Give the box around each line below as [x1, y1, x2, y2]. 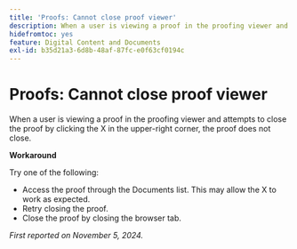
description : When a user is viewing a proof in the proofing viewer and [9, 21, 289, 30]
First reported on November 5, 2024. [9, 230, 144, 241]
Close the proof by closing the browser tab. [21, 213, 182, 223]
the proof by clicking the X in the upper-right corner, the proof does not [9, 124, 271, 134]
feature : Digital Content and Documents [9, 37, 162, 47]
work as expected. [21, 194, 91, 205]
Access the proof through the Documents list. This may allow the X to [21, 184, 277, 196]
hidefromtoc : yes [9, 29, 74, 38]
